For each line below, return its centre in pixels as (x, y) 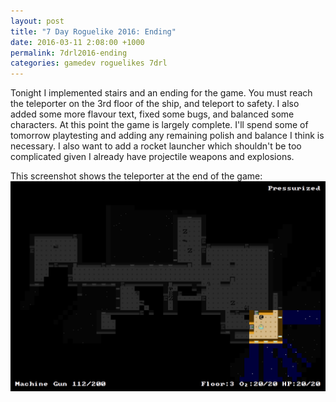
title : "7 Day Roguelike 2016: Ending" (93, 31)
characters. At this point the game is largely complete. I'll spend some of (159, 125)
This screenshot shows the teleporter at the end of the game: (136, 176)
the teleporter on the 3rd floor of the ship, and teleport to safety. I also (155, 104)
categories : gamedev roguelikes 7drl (89, 63)
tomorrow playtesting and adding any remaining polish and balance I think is (167, 136)
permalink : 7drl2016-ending (69, 53)
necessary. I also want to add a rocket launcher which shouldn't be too (156, 146)
